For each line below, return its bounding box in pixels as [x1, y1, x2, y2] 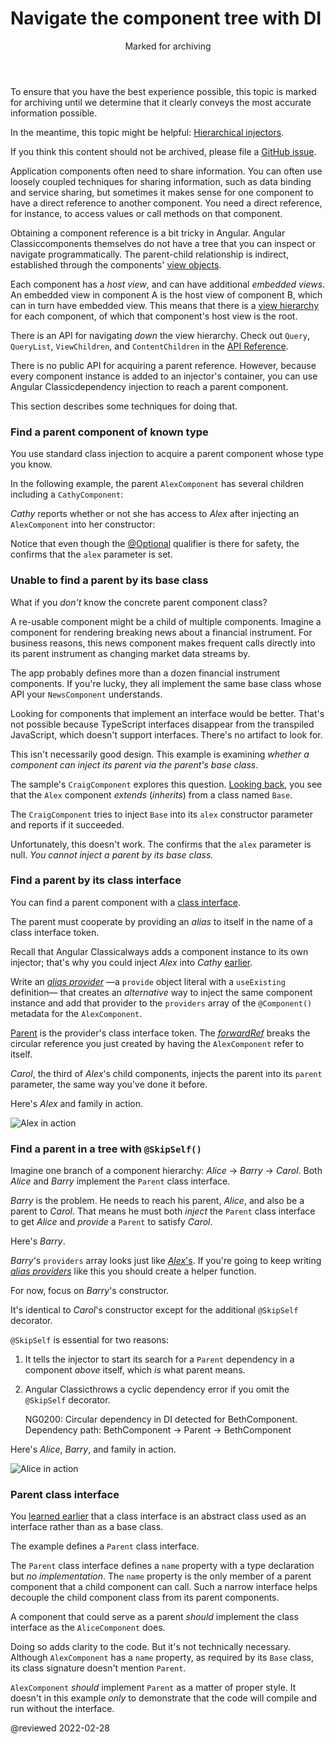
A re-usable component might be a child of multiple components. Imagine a [10, 615, 322, 627]
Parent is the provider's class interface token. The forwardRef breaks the [10, 1027, 311, 1039]
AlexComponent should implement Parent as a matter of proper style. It [10, 1682, 297, 1694]
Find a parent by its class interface [10, 873, 182, 887]
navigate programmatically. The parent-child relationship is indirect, [10, 248, 289, 260]
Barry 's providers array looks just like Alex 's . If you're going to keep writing [10, 1255, 322, 1267]
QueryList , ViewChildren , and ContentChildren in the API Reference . [10, 340, 289, 352]
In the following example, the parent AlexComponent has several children [10, 478, 304, 490]
